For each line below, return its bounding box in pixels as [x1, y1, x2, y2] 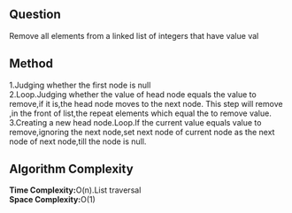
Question [9, 7, 61, 22]
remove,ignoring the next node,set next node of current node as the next [9, 126, 275, 137]
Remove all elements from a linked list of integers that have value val [9, 30, 259, 41]
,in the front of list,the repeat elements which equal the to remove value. [9, 108, 272, 118]
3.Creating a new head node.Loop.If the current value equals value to [9, 117, 262, 127]
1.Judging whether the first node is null [9, 80, 151, 90]
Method [9, 57, 54, 72]
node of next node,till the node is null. [9, 136, 147, 147]
